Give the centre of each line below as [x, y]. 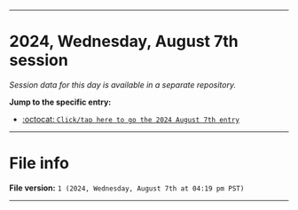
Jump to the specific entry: [60, 102]
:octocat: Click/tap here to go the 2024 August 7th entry [130, 119]
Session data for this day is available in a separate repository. [123, 84]
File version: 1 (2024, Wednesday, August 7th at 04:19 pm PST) [127, 188]
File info [39, 163]
